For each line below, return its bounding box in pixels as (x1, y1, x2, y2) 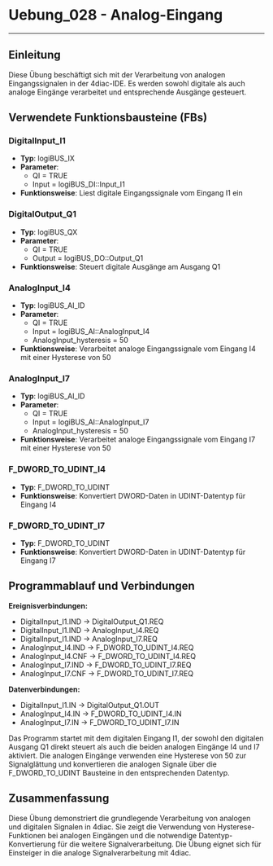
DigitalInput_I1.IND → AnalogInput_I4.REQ (19, 625, 159, 635)
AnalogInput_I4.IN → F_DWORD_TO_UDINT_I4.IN (19, 709, 182, 719)
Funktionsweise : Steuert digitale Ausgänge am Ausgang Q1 (19, 262, 221, 271)
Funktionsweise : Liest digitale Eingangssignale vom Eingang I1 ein (19, 188, 243, 198)
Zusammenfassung (8, 792, 110, 806)
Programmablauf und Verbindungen (8, 579, 195, 593)
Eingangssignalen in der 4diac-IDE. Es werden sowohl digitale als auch (8, 78, 245, 88)
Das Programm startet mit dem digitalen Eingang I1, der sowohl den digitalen (8, 733, 264, 743)
